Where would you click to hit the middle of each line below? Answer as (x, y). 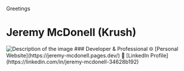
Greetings (19, 9)
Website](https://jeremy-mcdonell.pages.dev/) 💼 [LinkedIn (78, 55)
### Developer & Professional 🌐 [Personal (126, 49)
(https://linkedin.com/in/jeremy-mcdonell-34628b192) (73, 62)
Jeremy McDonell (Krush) (71, 33)
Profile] (159, 55)
